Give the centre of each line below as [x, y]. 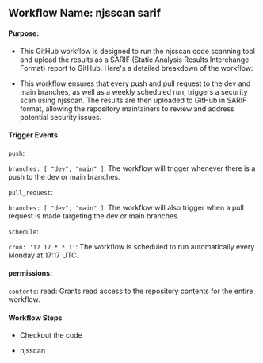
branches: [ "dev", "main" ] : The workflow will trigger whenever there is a [132, 168]
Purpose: [24, 33]
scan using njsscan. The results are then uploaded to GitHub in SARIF [133, 100]
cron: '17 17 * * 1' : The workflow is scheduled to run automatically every [131, 246]
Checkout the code [51, 335]
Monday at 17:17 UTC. [44, 255]
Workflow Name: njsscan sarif [84, 13]
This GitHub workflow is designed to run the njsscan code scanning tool [137, 51]
